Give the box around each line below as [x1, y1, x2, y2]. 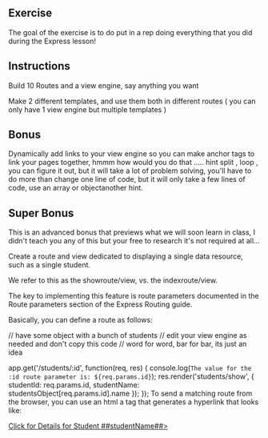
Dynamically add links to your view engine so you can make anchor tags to [8, 149, 255, 159]
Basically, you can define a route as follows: [8, 315, 154, 325]
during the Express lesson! [8, 36, 96, 46]
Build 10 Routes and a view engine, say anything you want [8, 80, 199, 90]
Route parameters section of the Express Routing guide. [8, 299, 193, 309]
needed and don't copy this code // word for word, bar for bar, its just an [8, 340, 247, 349]
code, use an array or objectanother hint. [8, 183, 144, 193]
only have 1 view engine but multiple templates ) [8, 104, 166, 115]
